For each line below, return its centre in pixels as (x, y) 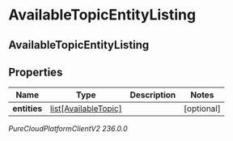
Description (153, 95)
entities (28, 109)
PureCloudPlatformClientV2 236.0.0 (68, 129)
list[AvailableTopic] (86, 109)
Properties (36, 72)
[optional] (202, 109)
